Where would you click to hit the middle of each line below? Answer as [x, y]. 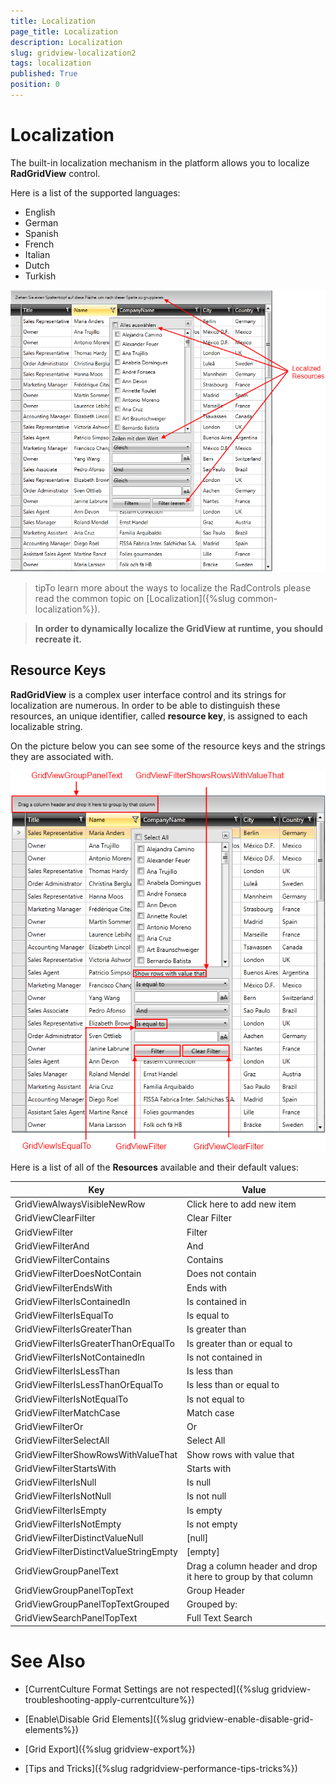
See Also [48, 1661]
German [41, 222]
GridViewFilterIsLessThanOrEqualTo [89, 1385]
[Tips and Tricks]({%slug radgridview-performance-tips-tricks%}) [161, 1768]
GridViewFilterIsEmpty [60, 1510]
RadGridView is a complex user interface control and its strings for [148, 694]
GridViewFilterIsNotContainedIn [80, 1357]
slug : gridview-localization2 [73, 53]
